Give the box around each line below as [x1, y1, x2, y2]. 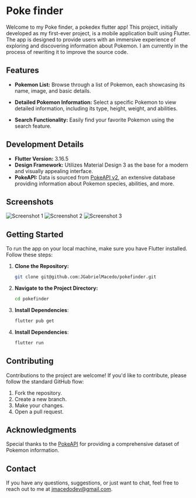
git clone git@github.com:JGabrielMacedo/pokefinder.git [14, 274, 157, 280]
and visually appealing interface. [14, 167, 94, 174]
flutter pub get [14, 318, 54, 324]
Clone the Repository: [14, 263, 69, 270]
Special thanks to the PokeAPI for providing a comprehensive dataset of [6, 441, 180, 448]
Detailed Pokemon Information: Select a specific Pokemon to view [14, 99, 177, 106]
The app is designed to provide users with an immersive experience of [6, 36, 176, 43]
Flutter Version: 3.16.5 [14, 155, 69, 162]
